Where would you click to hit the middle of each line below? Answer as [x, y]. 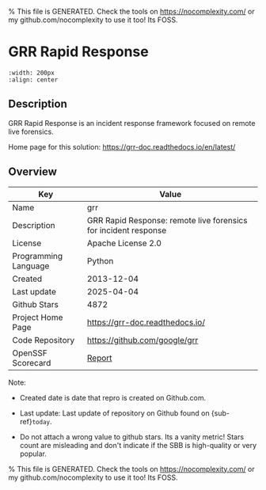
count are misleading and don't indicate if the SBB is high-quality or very [138, 445]
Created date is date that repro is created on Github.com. [113, 397]
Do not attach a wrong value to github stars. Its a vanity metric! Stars [131, 437]
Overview [33, 172]
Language [31, 266]
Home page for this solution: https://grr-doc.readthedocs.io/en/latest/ [122, 146]
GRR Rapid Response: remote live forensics [167, 220]
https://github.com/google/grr [142, 340]
